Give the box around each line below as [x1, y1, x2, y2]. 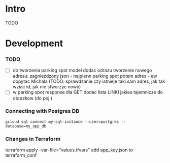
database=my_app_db [5, 123, 47, 128]
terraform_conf [5, 152, 37, 158]
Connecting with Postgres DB [5, 108, 80, 115]
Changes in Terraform [5, 135, 61, 142]
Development [5, 38, 63, 49]
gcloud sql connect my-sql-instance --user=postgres [5, 119, 119, 124]
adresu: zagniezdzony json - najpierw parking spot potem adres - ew [12, 73, 157, 79]
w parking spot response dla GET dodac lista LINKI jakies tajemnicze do [12, 89, 163, 95]
